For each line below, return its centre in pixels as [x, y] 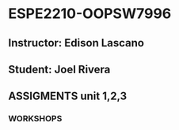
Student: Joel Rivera [59, 69]
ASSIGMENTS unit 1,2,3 [68, 97]
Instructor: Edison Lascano [76, 43]
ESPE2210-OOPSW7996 [90, 14]
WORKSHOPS [35, 119]
